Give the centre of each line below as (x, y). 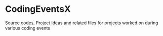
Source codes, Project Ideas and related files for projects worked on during (82, 23)
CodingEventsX (38, 9)
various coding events (28, 28)
